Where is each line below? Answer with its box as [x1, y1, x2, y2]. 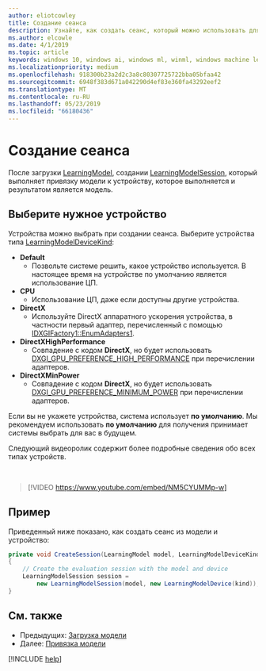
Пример [8, 505, 51, 520]
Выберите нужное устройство [8, 208, 167, 221]
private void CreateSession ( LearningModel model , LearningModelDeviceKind [8, 550, 260, 558]
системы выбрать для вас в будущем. [8, 428, 137, 437]
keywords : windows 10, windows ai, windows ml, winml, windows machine [8, 56, 249, 64]
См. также [8, 609, 63, 623]
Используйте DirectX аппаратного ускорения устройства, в [31, 311, 234, 321]
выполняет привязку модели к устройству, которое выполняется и [8, 176, 236, 186]
